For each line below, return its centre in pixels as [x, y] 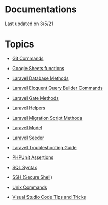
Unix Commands [30, 187]
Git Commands [28, 58]
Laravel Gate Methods [35, 98]
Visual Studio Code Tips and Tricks [49, 197]
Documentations [41, 9]
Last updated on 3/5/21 [29, 24]
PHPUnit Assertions [33, 157]
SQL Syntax [24, 167]
